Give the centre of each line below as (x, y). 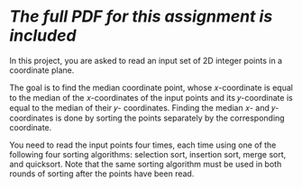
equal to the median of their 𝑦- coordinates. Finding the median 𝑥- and (140, 107)
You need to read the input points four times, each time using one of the (143, 145)
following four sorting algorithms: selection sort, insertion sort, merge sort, (148, 154)
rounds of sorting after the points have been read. (102, 174)
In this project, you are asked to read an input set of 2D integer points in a (146, 60)
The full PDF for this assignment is (141, 17)
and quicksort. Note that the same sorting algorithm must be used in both (146, 164)
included (43, 36)
